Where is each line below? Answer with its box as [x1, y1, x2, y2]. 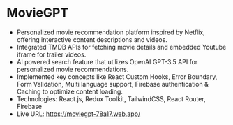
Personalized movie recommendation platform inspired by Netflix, [16, 28, 205, 36]
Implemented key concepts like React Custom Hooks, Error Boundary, [16, 72, 218, 81]
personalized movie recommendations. [16, 65, 129, 73]
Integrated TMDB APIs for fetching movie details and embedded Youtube [16, 43, 227, 51]
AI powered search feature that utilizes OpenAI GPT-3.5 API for [16, 57, 198, 66]
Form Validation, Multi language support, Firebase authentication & [16, 80, 209, 88]
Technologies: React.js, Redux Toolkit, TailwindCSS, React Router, [16, 94, 206, 103]
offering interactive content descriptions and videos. [16, 35, 168, 43]
